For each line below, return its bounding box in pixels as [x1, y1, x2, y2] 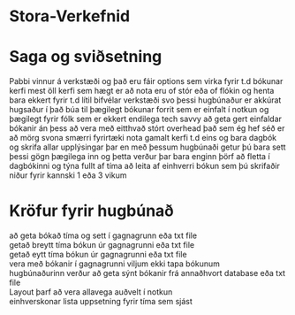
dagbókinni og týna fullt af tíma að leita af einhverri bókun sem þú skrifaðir [9, 161, 281, 172]
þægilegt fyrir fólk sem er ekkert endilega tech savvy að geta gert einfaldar [9, 113, 283, 125]
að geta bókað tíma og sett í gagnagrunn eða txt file [9, 230, 197, 241]
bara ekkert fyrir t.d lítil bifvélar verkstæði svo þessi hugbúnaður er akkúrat [9, 95, 282, 105]
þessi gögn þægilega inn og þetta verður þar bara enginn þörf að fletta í [9, 151, 271, 162]
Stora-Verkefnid [9, 6, 131, 27]
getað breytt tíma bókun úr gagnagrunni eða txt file [9, 240, 195, 250]
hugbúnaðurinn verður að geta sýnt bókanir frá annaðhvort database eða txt [9, 268, 285, 279]
